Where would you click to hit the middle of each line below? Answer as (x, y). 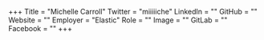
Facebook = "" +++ (40, 28)
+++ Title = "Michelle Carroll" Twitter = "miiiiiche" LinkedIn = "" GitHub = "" (133, 12)
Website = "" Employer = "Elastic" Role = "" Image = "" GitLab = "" (118, 20)
